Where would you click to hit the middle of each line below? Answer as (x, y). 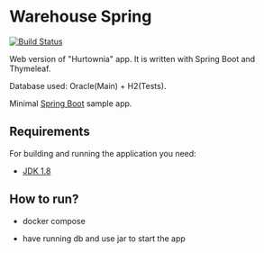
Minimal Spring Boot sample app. (71, 103)
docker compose (54, 221)
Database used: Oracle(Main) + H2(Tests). (88, 86)
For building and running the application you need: (103, 153)
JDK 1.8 (36, 171)
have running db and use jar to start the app (104, 238)
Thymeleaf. (30, 68)
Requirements (50, 132)
